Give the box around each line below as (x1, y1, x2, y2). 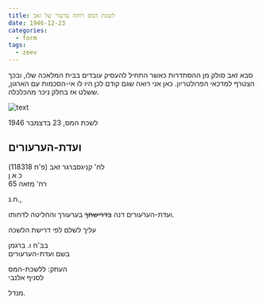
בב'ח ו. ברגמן (8, 240, 49, 250)
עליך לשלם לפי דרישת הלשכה (8, 225, 97, 234)
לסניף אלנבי (8, 272, 44, 282)
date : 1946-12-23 (8, 19, 66, 27)
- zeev (15, 48, 37, 56)
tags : (8, 41, 26, 49)
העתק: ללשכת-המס (8, 264, 67, 274)
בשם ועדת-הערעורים (8, 248, 70, 258)
